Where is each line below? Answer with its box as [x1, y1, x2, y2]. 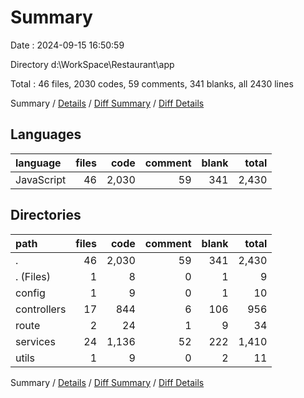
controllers [15, 302, 67, 316]
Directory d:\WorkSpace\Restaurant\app [10, 58, 175, 70]
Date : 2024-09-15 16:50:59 [10, 39, 125, 51]
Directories [10, 207, 82, 224]
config [15, 286, 46, 300]
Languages [10, 126, 82, 143]
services [15, 334, 56, 348]
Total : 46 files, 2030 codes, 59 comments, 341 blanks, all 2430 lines [10, 77, 294, 90]
